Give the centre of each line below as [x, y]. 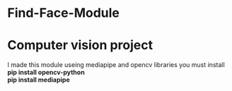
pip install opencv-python [46, 73]
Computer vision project [80, 45]
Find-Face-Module [64, 13]
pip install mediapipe [39, 80]
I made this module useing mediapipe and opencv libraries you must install [116, 65]
